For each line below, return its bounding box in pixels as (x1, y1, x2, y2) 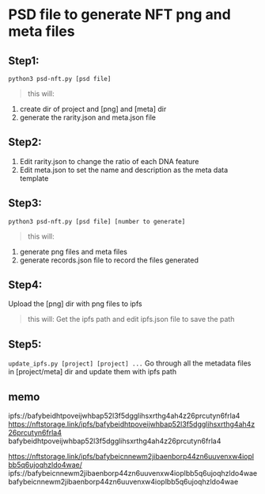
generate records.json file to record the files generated (19, 255, 199, 265)
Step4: (8, 278, 43, 292)
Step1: (8, 54, 40, 67)
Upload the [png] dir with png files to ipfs (8, 299, 142, 308)
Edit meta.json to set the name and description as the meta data (19, 165, 229, 174)
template (19, 173, 49, 183)
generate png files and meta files (19, 247, 128, 256)
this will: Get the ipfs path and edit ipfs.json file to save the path (27, 315, 235, 324)
